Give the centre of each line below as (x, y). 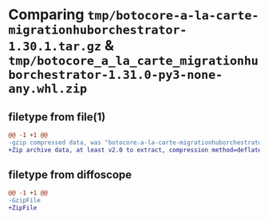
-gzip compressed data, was (55, 142)
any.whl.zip (48, 89)
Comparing (46, 15)
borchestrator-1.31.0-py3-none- (116, 75)
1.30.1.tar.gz (55, 47)
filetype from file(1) (57, 117)
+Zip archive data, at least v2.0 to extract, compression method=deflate (135, 150)
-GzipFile (25, 201)
